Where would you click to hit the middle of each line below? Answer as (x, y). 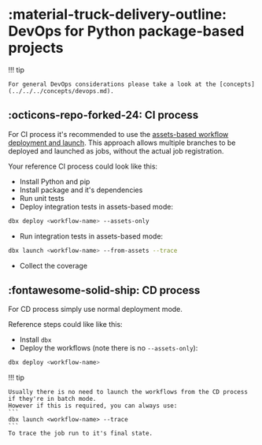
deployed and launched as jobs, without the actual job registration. (116, 150)
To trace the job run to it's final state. (81, 434)
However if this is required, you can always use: (93, 406)
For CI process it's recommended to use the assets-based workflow (118, 134)
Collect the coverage (54, 265)
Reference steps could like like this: (66, 324)
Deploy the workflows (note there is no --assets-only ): (109, 348)
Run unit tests (42, 198)
